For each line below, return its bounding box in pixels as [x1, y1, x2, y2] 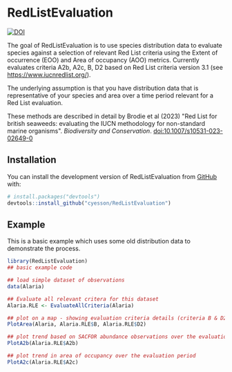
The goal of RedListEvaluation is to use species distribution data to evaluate [7, 41, 222, 49]
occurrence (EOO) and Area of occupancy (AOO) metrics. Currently [7, 55, 200, 64]
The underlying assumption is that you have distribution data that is [7, 84, 199, 92]
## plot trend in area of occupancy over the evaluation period [7, 353, 196, 360]
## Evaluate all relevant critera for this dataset [7, 295, 159, 302]
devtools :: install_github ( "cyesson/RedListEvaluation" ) [7, 199, 171, 207]
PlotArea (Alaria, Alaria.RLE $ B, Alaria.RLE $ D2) [7, 321, 147, 328]
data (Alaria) [7, 283, 45, 290]
